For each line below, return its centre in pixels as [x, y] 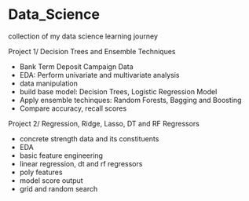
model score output [51, 180]
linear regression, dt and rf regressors [81, 163]
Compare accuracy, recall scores [73, 108]
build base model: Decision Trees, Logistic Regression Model [118, 91]
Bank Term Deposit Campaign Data [76, 66]
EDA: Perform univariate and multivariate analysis [99, 75]
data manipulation [49, 83]
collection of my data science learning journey [83, 36]
